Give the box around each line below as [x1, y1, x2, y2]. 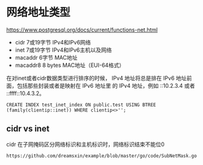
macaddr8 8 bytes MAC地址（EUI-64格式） [15, 61, 125, 69]
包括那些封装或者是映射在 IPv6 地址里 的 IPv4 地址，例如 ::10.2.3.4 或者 [16, 82, 196, 89]
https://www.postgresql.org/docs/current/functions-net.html [6, 26, 158, 33]
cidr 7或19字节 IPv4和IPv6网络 [15, 38, 91, 46]
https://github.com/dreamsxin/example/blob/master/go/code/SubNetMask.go [6, 153, 198, 159]
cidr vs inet [6, 124, 50, 134]
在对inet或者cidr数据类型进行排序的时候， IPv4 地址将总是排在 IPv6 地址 [6, 74, 187, 82]
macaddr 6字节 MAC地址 [15, 54, 78, 61]
